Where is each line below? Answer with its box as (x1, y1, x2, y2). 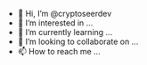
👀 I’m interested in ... (17, 18, 94, 28)
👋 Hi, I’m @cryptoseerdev (17, 9, 112, 18)
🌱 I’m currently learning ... (17, 27, 113, 37)
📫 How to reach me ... (17, 47, 101, 56)
